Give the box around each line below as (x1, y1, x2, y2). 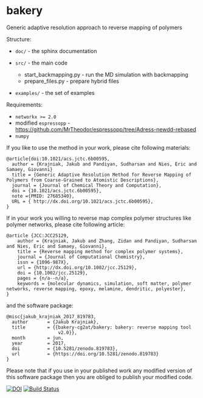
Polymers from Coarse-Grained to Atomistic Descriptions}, (6, 177, 159, 183)
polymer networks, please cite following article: (6, 220, 125, 228)
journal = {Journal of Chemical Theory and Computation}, (12, 182, 162, 189)
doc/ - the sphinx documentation (15, 47, 97, 55)
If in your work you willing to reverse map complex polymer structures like (6, 214, 191, 222)
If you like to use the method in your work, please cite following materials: (6, 144, 191, 151)
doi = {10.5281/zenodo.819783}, (12, 345, 119, 352)
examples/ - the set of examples (15, 89, 95, 96)
